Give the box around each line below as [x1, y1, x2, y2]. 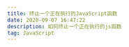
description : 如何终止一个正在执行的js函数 [7, 23, 122, 30]
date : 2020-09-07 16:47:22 [7, 17, 86, 23]
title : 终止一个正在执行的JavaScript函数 [7, 10, 118, 17]
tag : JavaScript [7, 29, 54, 37]
